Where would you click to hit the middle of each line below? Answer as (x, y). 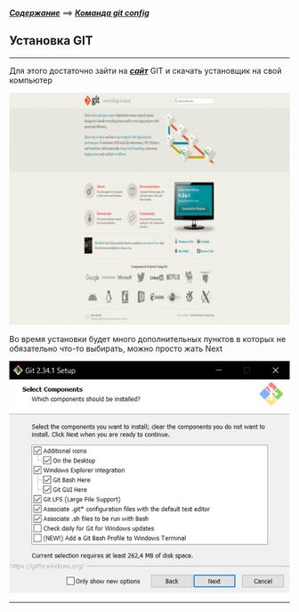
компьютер (31, 80)
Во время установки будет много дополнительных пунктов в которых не (148, 339)
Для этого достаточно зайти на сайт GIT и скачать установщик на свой (145, 70)
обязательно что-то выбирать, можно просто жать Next (116, 348)
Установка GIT (51, 41)
